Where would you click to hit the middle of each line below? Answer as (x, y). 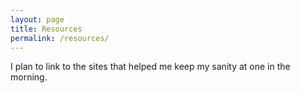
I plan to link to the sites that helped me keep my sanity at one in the (150, 67)
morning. (29, 77)
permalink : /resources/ (60, 38)
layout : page (37, 19)
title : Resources (46, 29)
